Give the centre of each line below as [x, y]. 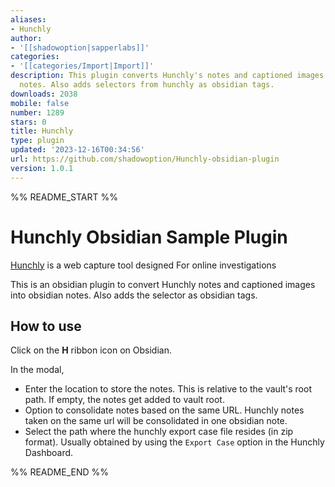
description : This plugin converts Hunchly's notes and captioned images [167, 76]
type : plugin [37, 141]
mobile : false [40, 103]
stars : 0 [28, 122]
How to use [46, 326]
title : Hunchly [42, 131]
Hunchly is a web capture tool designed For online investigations [143, 265]
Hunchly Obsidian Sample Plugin [149, 237]
